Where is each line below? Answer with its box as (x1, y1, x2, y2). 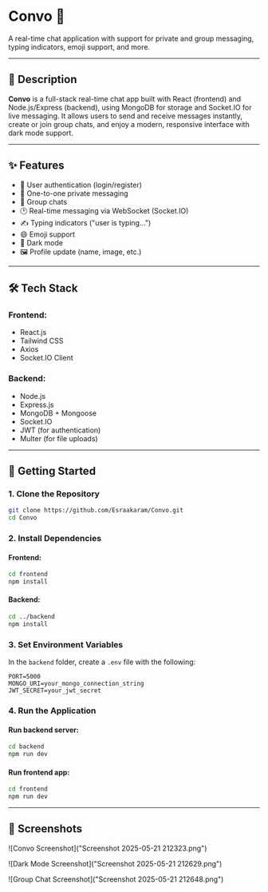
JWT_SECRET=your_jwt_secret (8, 687, 102, 695)
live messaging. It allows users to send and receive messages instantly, (8, 111, 243, 121)
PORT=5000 (8, 673, 41, 681)
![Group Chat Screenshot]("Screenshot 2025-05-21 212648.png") (8, 874, 224, 884)
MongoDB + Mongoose (19, 408, 97, 418)
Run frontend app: (8, 767, 70, 777)
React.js (19, 328, 47, 337)
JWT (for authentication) (19, 425, 101, 435)
